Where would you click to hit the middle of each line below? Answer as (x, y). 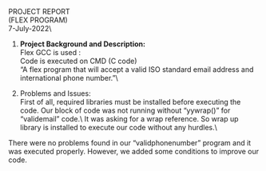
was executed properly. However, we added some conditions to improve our (134, 151)
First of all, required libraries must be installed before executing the (130, 102)
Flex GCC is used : (50, 52)
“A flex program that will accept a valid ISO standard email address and (137, 70)
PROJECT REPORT (39, 12)
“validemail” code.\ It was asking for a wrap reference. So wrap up (129, 119)
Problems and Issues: (55, 93)
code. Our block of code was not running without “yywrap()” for (125, 110)
